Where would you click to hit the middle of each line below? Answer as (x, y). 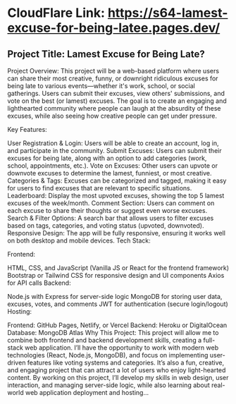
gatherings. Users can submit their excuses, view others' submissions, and (116, 93)
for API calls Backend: (39, 283)
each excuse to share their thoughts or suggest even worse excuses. (107, 210)
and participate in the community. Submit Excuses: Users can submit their (114, 151)
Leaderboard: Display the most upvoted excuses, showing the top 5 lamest (116, 196)
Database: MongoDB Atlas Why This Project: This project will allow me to (113, 332)
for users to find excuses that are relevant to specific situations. (100, 188)
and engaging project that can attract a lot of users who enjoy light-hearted (117, 370)
